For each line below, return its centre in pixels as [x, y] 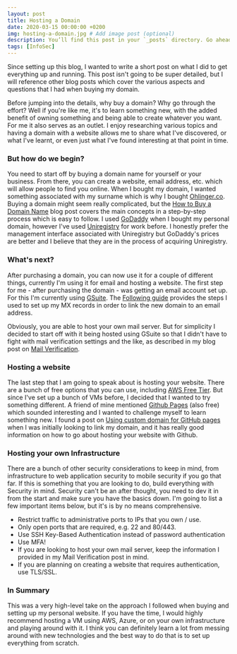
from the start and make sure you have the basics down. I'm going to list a [115, 499]
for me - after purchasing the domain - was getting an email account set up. [117, 290]
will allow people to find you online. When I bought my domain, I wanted [112, 189]
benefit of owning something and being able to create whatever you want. [115, 118]
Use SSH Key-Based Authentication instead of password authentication [121, 535]
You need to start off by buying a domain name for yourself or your [105, 174]
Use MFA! [32, 542]
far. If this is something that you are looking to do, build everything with [110, 483]
